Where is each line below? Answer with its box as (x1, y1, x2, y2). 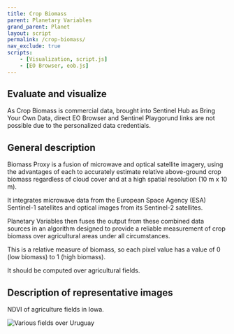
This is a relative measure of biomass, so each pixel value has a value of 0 (7, 245, 221, 254)
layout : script (7, 29, 52, 37)
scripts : (7, 50, 33, 57)
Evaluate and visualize (7, 88, 107, 100)
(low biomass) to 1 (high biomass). (7, 253, 106, 261)
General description (7, 141, 96, 154)
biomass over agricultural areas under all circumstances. (7, 232, 170, 240)
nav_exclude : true (7, 43, 61, 50)
